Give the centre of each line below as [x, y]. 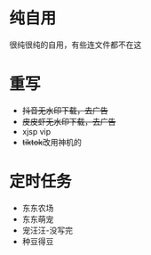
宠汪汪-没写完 [48, 230]
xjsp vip [36, 131]
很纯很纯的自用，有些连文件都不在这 [75, 45]
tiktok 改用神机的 [52, 142]
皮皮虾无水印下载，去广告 [69, 121]
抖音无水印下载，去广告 [65, 110]
